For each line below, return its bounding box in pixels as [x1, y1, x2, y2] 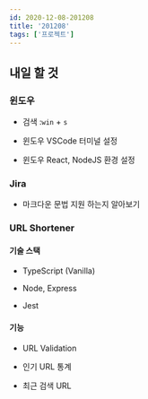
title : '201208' [9, 22, 70, 30]
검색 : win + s [22, 117, 68, 127]
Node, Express [22, 283, 78, 294]
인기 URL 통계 [22, 360, 72, 372]
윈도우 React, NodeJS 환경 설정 [22, 154, 135, 166]
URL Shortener [9, 221, 74, 234]
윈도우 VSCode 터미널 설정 [22, 135, 118, 146]
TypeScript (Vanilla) [22, 265, 96, 276]
